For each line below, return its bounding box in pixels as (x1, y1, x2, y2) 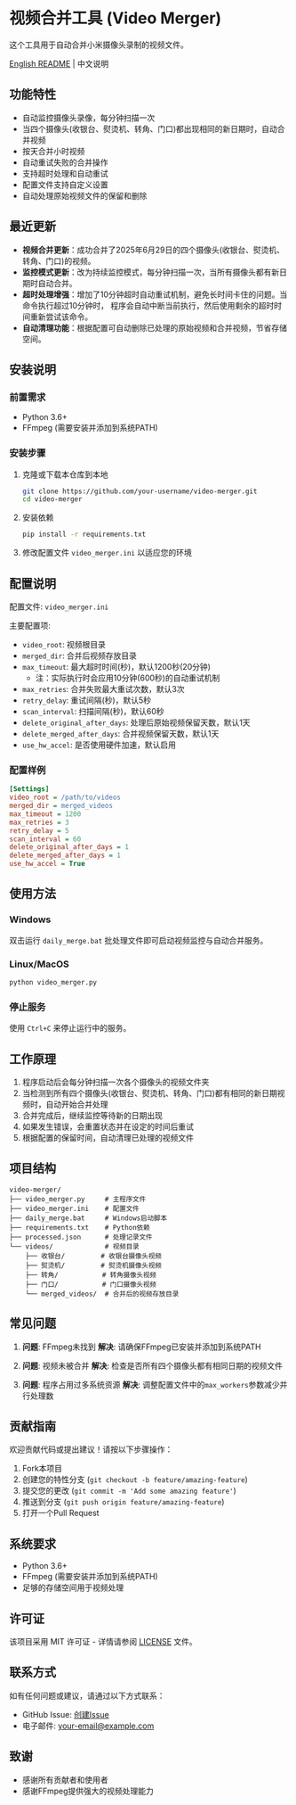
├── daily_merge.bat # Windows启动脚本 (9, 1214, 167, 1223)
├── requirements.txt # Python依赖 (9, 1223, 150, 1232)
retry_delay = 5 (9, 826, 69, 835)
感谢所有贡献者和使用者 (21, 1774, 108, 1784)
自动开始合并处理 (45, 1099, 108, 1109)
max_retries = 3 (9, 818, 69, 827)
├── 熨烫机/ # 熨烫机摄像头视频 (25, 1261, 162, 1270)
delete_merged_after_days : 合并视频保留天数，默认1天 (21, 728, 220, 738)
